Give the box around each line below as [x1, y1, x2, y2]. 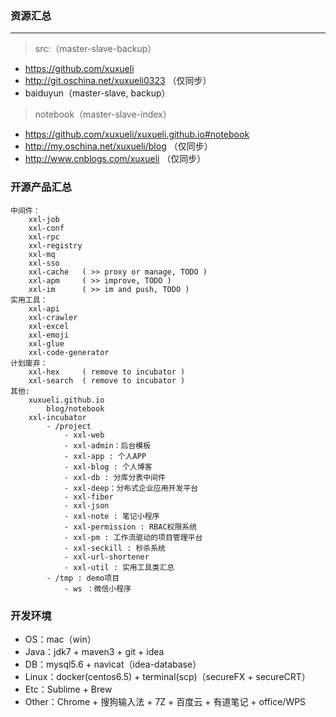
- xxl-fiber [63, 492, 114, 502]
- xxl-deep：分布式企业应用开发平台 [63, 483, 199, 493]
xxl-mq [28, 249, 56, 259]
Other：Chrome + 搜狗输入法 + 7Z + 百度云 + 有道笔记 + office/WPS [24, 695, 307, 707]
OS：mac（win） [24, 633, 97, 645]
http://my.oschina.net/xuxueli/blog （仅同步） [24, 140, 213, 152]
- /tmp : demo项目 [46, 573, 120, 583]
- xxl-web [63, 430, 105, 440]
